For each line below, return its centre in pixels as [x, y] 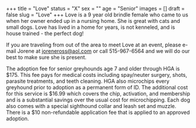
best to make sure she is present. [46, 57]
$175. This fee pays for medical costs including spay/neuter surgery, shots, [97, 75]
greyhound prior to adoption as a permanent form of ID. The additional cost [97, 87]
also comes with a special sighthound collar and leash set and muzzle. [91, 106]
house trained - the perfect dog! [45, 33]
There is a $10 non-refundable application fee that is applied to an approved [98, 112]
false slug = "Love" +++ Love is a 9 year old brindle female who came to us [97, 15]
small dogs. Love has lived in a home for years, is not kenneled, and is [91, 27]
